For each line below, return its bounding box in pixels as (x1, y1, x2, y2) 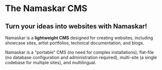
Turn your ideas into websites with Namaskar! (5, 22, 147, 30)
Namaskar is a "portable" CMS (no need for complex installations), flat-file (5, 49, 154, 55)
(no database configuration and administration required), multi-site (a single (5, 55, 157, 60)
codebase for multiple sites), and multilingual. (5, 60, 96, 65)
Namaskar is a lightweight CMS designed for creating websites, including (5, 35, 153, 41)
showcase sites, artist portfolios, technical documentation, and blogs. (5, 40, 144, 46)
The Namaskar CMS (5, 3, 88, 14)
